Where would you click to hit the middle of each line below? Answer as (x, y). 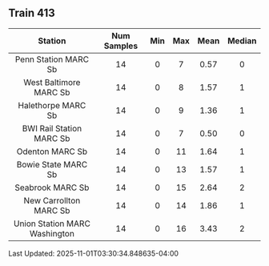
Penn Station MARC (52, 59)
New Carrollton (52, 200)
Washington (52, 233)
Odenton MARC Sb (52, 151)
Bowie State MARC (52, 164)
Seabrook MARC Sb (52, 187)
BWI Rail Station (52, 128)
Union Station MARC (52, 224)
